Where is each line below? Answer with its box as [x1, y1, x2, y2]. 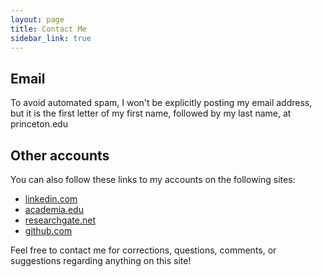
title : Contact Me [10, 24, 87, 34]
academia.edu [24, 204, 84, 215]
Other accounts [10, 147, 110, 164]
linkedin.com [24, 193, 78, 205]
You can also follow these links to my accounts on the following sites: [10, 174, 296, 185]
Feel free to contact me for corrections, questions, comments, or [10, 244, 277, 256]
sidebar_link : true [10, 33, 92, 43]
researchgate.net [24, 214, 96, 226]
